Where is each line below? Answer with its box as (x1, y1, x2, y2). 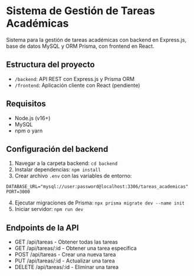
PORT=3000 (6, 189, 31, 195)
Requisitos (6, 99, 46, 109)
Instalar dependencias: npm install (14, 166, 101, 173)
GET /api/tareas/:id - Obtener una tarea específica (14, 245, 137, 252)
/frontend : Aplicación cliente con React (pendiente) (14, 82, 140, 89)
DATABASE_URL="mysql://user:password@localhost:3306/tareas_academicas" (6, 184, 189, 190)
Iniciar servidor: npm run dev (14, 206, 84, 213)
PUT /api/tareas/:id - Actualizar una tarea (14, 257, 115, 264)
